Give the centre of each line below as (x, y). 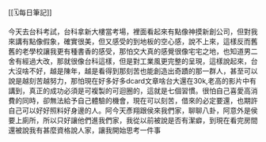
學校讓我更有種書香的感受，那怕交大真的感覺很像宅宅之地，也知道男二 (143, 51)
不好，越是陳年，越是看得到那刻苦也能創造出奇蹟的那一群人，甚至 (136, 71)
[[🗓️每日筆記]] (30, 12)
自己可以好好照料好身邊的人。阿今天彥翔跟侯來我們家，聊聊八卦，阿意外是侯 (133, 110)
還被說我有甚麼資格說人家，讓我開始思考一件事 (84, 130)
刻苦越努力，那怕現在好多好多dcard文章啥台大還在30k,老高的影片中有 (143, 81)
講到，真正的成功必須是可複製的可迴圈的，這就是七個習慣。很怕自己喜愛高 (129, 91)
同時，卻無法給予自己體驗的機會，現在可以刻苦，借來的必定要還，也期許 (140, 101)
